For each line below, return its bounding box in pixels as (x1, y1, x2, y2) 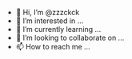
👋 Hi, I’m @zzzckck (15, 8, 80, 17)
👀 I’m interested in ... (15, 16, 84, 26)
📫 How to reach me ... (15, 42, 90, 51)
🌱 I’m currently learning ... (15, 25, 102, 33)
